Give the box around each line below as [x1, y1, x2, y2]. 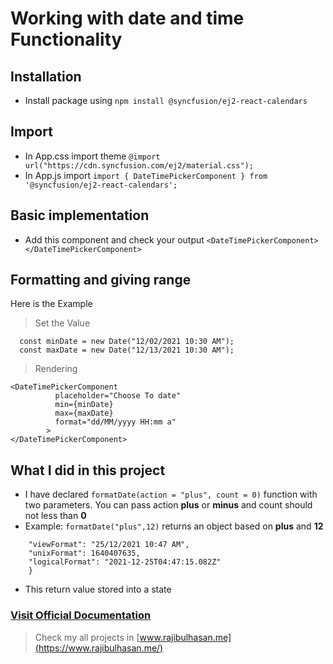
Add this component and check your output [24, 233, 205, 246]
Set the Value [34, 317, 91, 329]
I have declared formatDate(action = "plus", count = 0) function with [24, 488, 318, 501]
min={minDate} [54, 400, 114, 410]
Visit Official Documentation [10, 608, 152, 622]
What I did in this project [10, 462, 166, 479]
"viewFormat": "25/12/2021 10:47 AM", [28, 540, 190, 550]
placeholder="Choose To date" [54, 391, 182, 401]
